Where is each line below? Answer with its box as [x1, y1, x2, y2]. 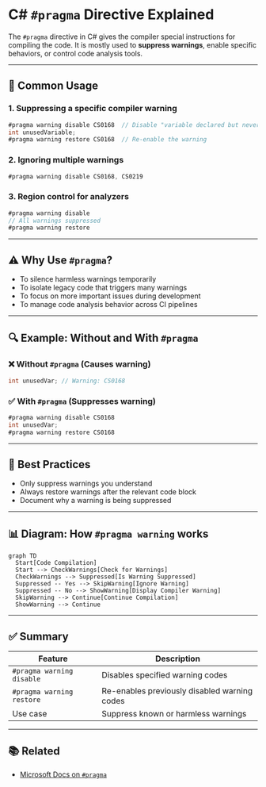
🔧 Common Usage [8, 79, 99, 93]
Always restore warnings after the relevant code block [19, 487, 196, 497]
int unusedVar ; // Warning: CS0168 [8, 377, 126, 385]
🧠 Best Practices [8, 458, 91, 471]
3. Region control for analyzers [8, 191, 129, 202]
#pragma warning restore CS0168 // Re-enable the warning [8, 136, 207, 144]
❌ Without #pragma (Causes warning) [8, 359, 151, 370]
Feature [38, 653, 69, 664]
